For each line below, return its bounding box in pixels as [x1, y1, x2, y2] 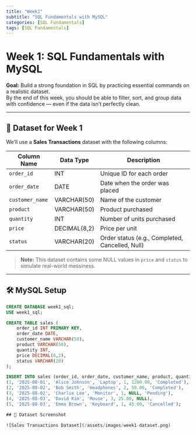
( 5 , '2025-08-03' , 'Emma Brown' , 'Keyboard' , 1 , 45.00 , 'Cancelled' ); [6, 401, 181, 407]
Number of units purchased [100, 215, 176, 223]
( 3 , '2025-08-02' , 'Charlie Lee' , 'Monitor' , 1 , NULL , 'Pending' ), [6, 390, 174, 397]
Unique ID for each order [100, 170, 168, 177]
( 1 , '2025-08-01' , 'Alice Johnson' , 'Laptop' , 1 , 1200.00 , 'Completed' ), [6, 380, 190, 385]
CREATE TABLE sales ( [6, 320, 59, 326]
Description [127, 156, 160, 164]
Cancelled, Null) [100, 241, 144, 249]
